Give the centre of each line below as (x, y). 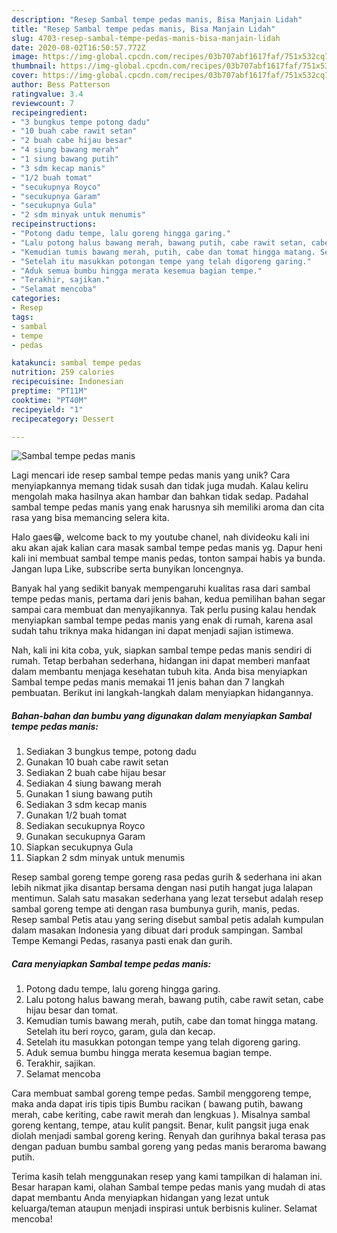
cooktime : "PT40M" (49, 400)
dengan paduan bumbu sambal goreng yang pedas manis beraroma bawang (169, 1147)
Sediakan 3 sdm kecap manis (86, 805)
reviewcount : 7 (43, 103)
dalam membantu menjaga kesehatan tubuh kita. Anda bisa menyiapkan (159, 672)
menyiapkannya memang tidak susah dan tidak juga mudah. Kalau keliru (160, 486)
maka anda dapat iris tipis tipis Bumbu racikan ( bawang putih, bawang (157, 1104)
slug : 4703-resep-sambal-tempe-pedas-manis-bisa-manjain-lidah (146, 38)
